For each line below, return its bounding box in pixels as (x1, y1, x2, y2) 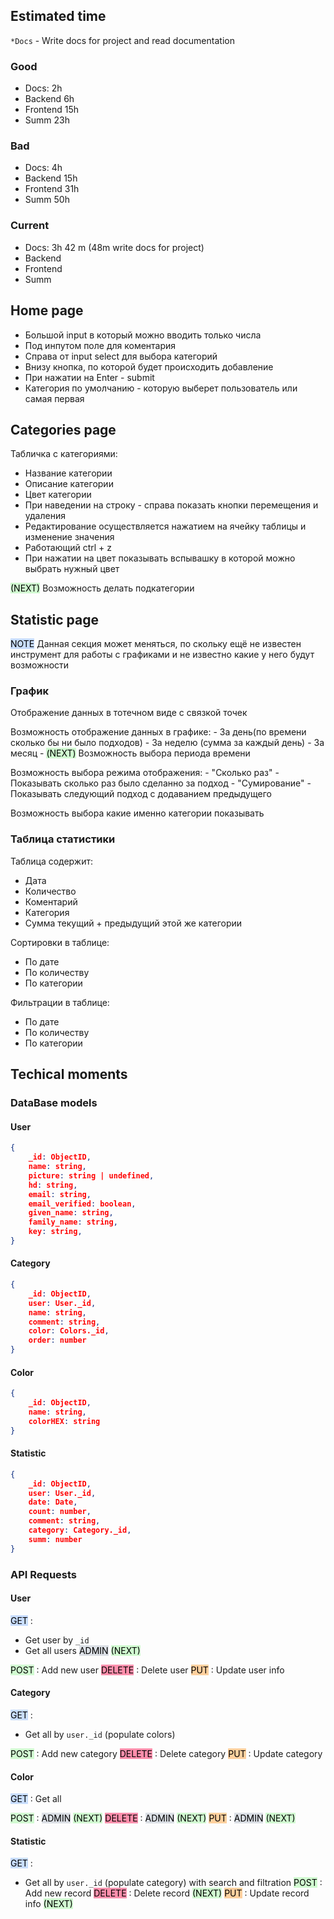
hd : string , (28, 1180, 78, 1190)
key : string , (28, 1227, 83, 1237)
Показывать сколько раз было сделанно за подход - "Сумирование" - (10, 777, 312, 789)
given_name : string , (28, 1208, 114, 1218)
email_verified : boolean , (28, 1199, 137, 1209)
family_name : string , (28, 1217, 118, 1228)
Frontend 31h (24, 183, 80, 195)
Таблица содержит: (10, 855, 94, 867)
